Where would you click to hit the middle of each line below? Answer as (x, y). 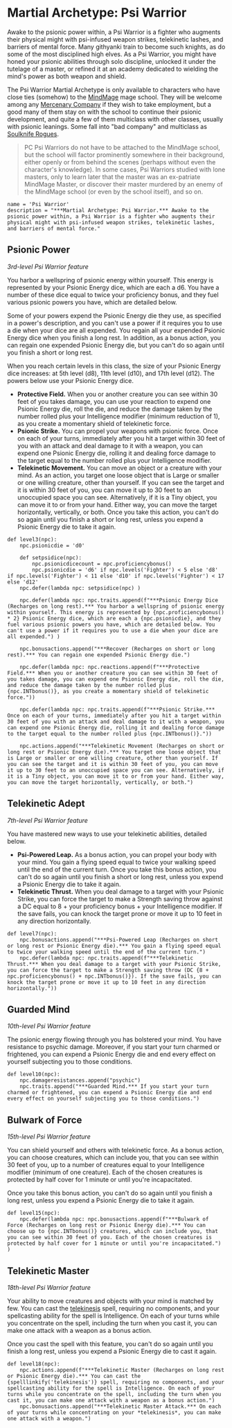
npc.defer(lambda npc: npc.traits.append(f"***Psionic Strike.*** (117, 709)
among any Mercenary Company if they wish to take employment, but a (109, 104)
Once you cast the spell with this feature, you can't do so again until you (110, 1344)
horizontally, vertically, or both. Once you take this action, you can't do (118, 512)
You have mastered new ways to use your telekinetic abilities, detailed (107, 833)
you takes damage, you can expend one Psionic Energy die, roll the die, (116, 679)
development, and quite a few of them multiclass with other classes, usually (115, 119)
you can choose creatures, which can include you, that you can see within (113, 1157)
